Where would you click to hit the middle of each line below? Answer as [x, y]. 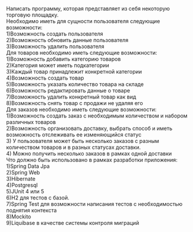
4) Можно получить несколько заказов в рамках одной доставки [89, 153]
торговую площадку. [32, 15]
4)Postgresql [22, 185]
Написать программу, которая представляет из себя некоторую [88, 9]
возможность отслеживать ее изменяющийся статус [74, 135]
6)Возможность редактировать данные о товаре [68, 90]
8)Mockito [19, 217]
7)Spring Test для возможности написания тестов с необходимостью [94, 204]
